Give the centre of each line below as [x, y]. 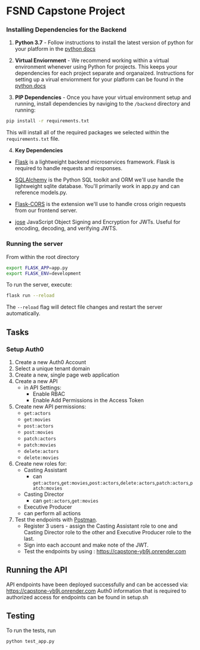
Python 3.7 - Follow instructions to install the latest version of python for [104, 42]
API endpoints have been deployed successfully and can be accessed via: [98, 584]
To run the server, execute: [39, 285]
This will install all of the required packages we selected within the [88, 133]
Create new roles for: [41, 463]
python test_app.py [30, 641]
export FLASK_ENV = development [44, 273]
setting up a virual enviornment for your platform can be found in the [99, 79]
